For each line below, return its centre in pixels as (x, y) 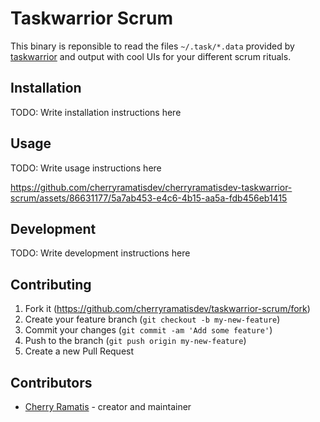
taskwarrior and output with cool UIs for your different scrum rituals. (151, 56)
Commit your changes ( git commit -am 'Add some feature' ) (148, 330)
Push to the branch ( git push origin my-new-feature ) (135, 341)
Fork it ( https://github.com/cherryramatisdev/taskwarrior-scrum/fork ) (167, 309)
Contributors (51, 382)
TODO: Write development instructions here (100, 253)
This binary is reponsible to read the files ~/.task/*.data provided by (152, 46)
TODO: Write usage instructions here (86, 168)
